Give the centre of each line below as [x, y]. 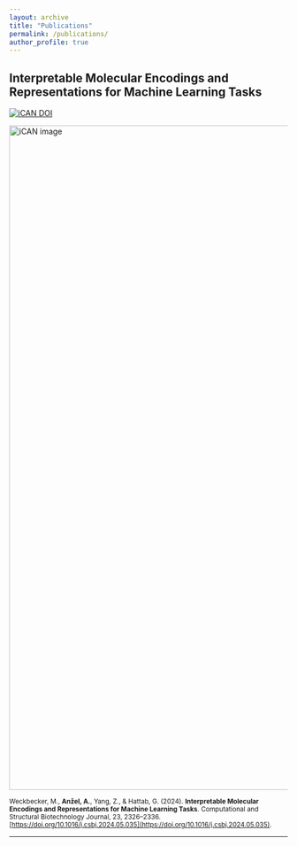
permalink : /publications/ [59, 34]
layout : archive [39, 17]
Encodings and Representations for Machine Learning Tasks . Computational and [134, 810]
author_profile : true [49, 42]
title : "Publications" [51, 26]
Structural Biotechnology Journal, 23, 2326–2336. [85, 817]
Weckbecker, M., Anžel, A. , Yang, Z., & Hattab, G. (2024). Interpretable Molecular [134, 802]
